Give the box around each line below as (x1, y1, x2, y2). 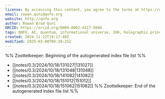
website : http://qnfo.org (5, 16, 58, 21)
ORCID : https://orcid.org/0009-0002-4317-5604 (5, 25, 102, 30)
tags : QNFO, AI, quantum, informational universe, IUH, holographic (5, 30, 148, 35)
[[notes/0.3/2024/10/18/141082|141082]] (12, 72, 94, 78)
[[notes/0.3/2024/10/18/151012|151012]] (12, 77, 92, 83)
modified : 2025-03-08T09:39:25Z (5, 39, 71, 44)
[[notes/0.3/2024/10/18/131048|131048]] (12, 67, 94, 73)
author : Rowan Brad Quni (5, 21, 56, 26)
